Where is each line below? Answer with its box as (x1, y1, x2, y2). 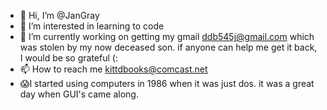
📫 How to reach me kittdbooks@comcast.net (19, 63, 208, 75)
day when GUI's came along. (19, 88, 139, 100)
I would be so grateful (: (19, 52, 118, 64)
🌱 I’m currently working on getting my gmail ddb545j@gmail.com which (19, 31, 315, 42)
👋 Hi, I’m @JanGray (19, 10, 100, 21)
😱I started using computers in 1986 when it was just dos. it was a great (19, 78, 315, 89)
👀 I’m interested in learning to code (19, 20, 165, 32)
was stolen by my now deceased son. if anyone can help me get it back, (19, 41, 318, 53)
